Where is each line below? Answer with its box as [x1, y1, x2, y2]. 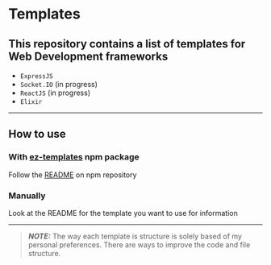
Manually [8, 190, 46, 201]
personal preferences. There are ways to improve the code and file [27, 239, 251, 250]
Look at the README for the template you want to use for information [8, 208, 238, 217]
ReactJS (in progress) [19, 88, 91, 97]
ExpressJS [19, 72, 54, 81]
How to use [8, 127, 66, 141]
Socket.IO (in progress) [19, 80, 98, 89]
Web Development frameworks [8, 49, 169, 63]
